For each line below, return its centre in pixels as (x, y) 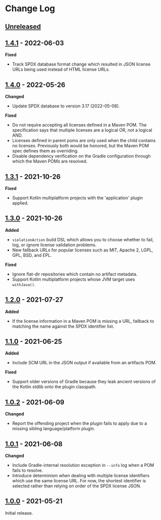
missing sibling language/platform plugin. (53, 429)
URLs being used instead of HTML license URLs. (61, 69)
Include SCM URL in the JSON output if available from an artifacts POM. (84, 363)
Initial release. (19, 513)
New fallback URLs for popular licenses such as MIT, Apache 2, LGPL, (82, 250)
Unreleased (23, 27)
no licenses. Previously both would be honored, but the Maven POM (80, 146)
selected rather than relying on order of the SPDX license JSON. (77, 486)
